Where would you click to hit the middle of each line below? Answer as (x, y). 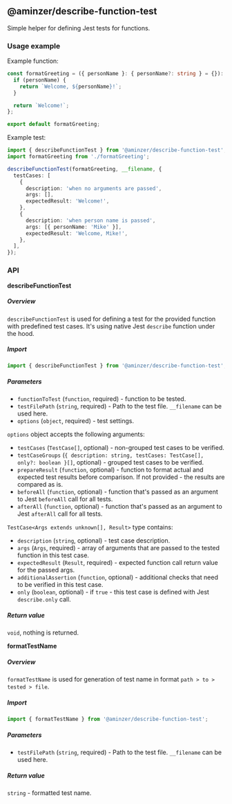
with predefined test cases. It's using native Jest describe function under (111, 326)
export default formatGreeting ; (54, 124)
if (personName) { (40, 80)
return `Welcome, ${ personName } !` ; (71, 86)
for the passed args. (46, 570)
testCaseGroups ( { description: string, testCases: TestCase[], (110, 455)
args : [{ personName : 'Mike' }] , (74, 227)
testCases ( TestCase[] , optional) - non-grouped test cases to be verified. (120, 448)
